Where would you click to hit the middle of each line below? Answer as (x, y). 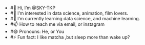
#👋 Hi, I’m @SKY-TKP (33, 8)
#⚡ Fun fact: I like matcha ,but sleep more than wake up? (70, 37)
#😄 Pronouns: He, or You (37, 31)
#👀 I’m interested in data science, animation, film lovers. (69, 13)
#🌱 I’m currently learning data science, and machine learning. (75, 18)
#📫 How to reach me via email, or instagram (57, 24)
